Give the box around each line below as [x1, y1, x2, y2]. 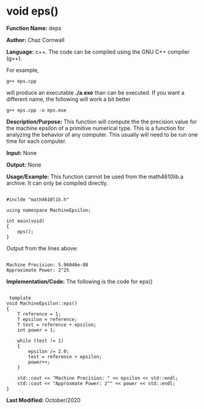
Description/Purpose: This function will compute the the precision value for [6, 118, 197, 125]
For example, [6, 66, 40, 74]
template [9, 295, 32, 301]
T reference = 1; [17, 311, 62, 317]
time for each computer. [6, 137, 67, 145]
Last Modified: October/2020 [6, 396, 81, 404]
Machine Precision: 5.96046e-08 [6, 261, 88, 268]
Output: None [6, 161, 41, 168]
